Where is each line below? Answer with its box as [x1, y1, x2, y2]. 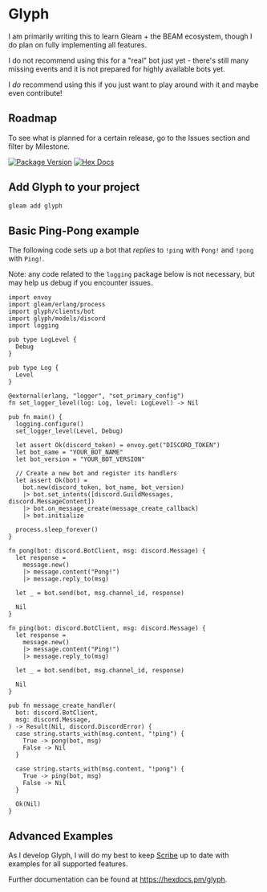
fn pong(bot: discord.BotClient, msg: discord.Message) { [8, 547, 206, 555]
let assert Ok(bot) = [15, 476, 88, 485]
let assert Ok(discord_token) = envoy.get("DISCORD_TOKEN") [15, 442, 220, 450]
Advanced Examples [8, 829, 114, 843]
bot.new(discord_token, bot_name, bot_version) [22, 483, 184, 491]
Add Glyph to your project [8, 180, 140, 194]
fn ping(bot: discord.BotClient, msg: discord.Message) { [8, 624, 206, 632]
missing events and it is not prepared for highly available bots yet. [8, 64, 226, 73]
